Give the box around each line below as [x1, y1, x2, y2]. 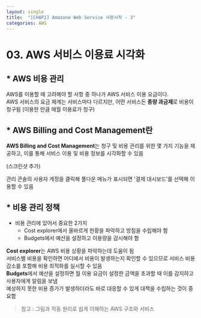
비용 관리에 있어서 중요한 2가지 [14, 219, 88, 226]
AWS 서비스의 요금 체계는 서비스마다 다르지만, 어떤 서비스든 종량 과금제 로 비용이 [6, 98, 194, 105]
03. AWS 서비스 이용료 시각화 [6, 48, 145, 61]
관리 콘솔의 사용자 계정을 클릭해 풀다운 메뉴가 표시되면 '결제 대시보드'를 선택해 [6, 175, 189, 182]
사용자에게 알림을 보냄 [6, 278, 58, 284]
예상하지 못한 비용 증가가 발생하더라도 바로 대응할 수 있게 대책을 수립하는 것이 [6, 285, 187, 292]
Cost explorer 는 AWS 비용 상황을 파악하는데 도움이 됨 [6, 248, 134, 254]
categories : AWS [6, 20, 47, 26]
